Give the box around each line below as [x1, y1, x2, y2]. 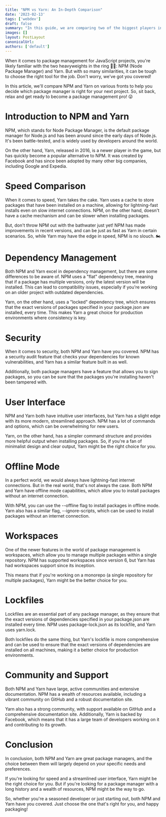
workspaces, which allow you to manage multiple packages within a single [5, 552, 157, 558]
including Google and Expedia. [5, 163, 68, 169]
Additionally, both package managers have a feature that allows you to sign [5, 369, 158, 375]
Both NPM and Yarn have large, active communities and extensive [5, 686, 139, 692]
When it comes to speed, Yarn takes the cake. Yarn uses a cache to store [5, 196, 154, 203]
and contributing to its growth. [5, 722, 67, 728]
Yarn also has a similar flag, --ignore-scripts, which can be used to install [5, 508, 154, 514]
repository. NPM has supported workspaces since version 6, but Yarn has [5, 557, 155, 563]
